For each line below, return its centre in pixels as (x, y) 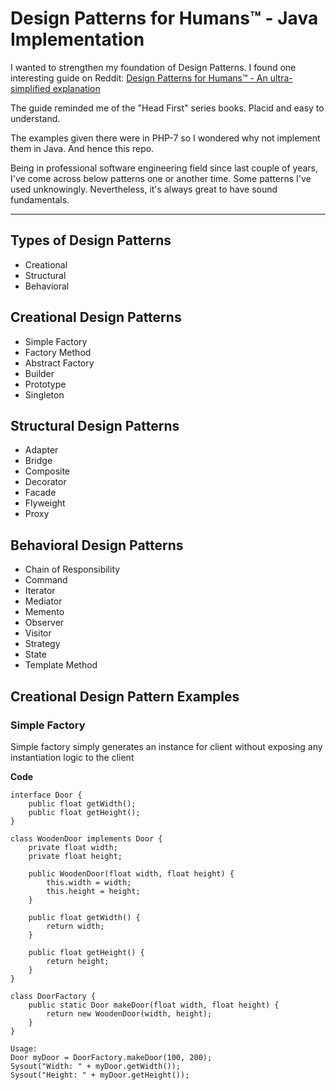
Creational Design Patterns (96, 317)
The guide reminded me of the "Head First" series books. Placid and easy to (167, 108)
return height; (78, 961)
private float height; (75, 856)
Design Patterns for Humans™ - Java (164, 18)
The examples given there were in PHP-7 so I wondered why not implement (165, 138)
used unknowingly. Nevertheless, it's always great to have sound (144, 189)
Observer (44, 623)
